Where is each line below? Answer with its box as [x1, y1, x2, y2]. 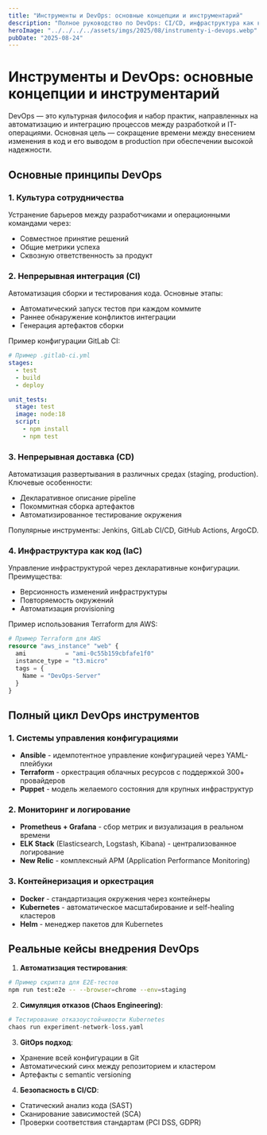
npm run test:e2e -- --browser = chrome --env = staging [8, 986, 187, 994]
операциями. [8, 128, 53, 138]
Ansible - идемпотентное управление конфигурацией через [19, 750, 225, 760]
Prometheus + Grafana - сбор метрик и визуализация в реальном [19, 822, 244, 831]
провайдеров [19, 776, 66, 785]
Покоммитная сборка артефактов [19, 502, 135, 511]
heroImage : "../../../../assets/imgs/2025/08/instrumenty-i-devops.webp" [8, 26, 258, 34]
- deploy [15, 381, 44, 389]
